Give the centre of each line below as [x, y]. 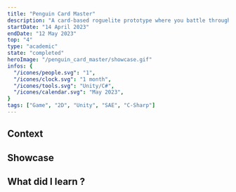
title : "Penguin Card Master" [52, 14]
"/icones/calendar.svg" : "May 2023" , [69, 92]
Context [25, 134]
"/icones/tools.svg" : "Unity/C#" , [64, 86]
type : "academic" [33, 46]
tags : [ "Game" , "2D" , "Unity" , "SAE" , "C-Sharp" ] [81, 105]
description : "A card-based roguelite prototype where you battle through [119, 20]
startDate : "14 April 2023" [48, 27]
